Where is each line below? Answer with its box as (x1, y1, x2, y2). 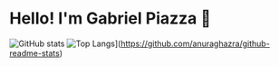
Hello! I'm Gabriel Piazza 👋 (9, 8, 211, 29)
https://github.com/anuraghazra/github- (120, 38, 270, 49)
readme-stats (9, 47, 61, 58)
